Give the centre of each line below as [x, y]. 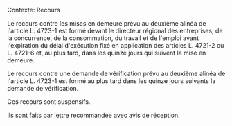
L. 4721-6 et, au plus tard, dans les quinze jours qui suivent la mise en [107, 53]
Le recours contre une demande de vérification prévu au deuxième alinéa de [116, 73]
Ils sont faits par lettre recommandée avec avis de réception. [93, 115]
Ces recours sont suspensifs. [49, 102]
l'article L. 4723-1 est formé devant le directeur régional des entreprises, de [115, 31]
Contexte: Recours [34, 10]
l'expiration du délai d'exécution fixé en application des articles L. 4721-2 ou [116, 45]
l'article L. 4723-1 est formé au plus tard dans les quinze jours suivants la [111, 81]
